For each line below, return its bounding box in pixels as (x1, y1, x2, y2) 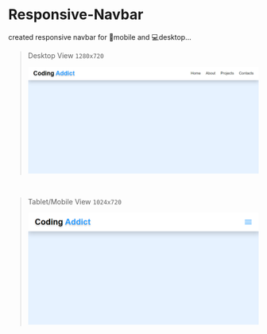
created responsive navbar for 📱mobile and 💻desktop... (8, 32, 192, 41)
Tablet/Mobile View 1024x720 (27, 196, 122, 206)
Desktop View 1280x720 (27, 50, 105, 60)
